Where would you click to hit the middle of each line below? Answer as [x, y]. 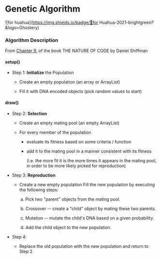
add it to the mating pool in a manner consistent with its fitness [89, 151]
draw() [12, 103]
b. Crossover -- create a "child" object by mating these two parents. [88, 208]
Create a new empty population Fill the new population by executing [87, 184]
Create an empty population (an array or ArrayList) [70, 82]
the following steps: [39, 190]
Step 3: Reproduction [34, 175]
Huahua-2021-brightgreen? [126, 22]
